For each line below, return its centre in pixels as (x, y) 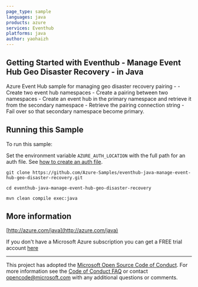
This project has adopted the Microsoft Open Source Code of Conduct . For (97, 265)
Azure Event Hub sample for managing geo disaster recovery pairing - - (93, 86)
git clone (18, 172)
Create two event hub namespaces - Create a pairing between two (87, 93)
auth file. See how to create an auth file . (55, 161)
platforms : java (26, 34)
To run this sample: (29, 144)
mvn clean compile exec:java (42, 198)
